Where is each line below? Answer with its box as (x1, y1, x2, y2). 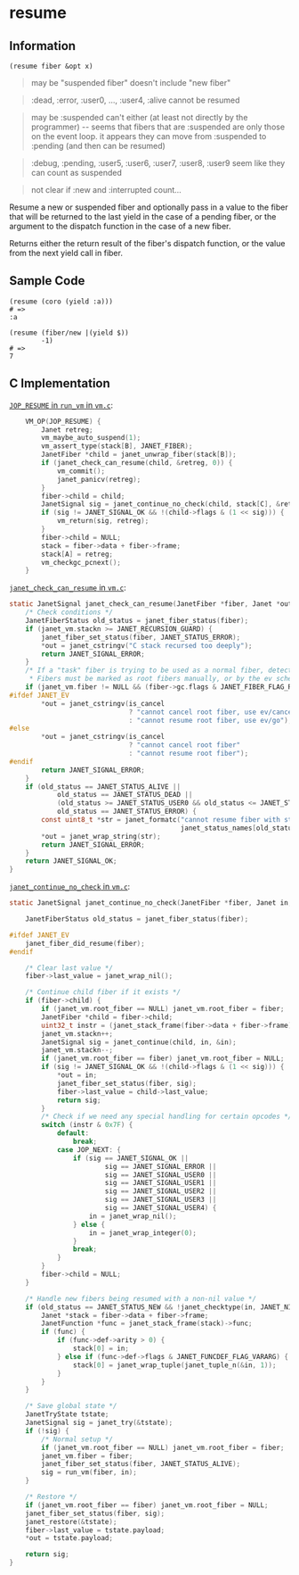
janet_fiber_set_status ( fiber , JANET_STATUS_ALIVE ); (41, 1460, 241, 1469)
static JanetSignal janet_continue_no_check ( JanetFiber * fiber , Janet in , (9, 899, 293, 908)
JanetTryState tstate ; (25, 1410, 109, 1419)
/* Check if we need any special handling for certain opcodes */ (41, 1112, 293, 1122)
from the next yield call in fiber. (9, 248, 123, 258)
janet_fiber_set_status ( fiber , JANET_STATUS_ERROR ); (41, 633, 241, 642)
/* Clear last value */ (25, 963, 114, 973)
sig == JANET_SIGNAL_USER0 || (104, 1170, 217, 1180)
